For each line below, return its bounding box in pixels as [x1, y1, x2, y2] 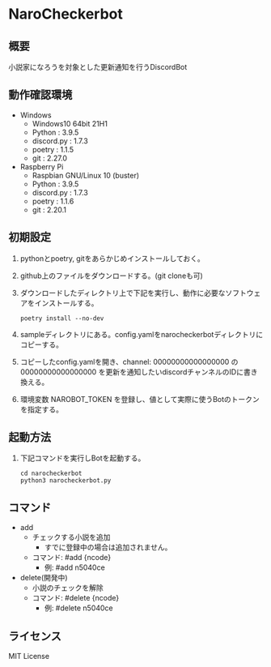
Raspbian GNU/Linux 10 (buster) [32, 170, 140, 180]
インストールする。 [34, 297, 99, 308]
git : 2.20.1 [32, 204, 67, 215]
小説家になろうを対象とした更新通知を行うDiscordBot [8, 62, 188, 71]
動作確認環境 [8, 88, 73, 102]
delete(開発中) [19, 573, 68, 583]
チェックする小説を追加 [32, 532, 111, 542]
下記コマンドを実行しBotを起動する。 [19, 453, 146, 463]
